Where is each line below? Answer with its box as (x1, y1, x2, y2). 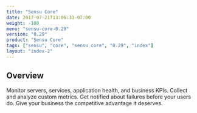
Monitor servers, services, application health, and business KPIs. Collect (6, 86, 188, 94)
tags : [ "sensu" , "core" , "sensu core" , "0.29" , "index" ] (6, 43, 154, 49)
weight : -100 (6, 20, 40, 26)
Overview (6, 71, 44, 81)
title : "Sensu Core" (6, 8, 59, 15)
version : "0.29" (6, 31, 47, 37)
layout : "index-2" (6, 48, 53, 54)
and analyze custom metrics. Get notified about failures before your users (6, 93, 192, 100)
